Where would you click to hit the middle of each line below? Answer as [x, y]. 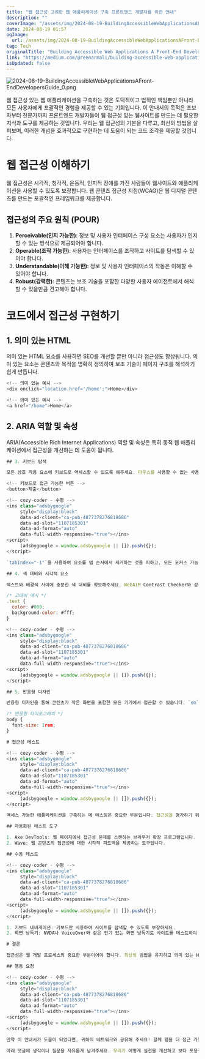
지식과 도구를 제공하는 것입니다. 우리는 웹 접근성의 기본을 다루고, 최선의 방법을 [99, 122]
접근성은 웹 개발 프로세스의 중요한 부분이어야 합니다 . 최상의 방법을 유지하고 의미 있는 [100, 956]
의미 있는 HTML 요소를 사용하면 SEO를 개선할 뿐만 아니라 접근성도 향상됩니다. [99, 356]
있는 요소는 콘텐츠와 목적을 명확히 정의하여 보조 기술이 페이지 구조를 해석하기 [104, 364]
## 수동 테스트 [22, 854]
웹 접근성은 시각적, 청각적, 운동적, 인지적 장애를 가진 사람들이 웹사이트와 [92, 183]
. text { [16, 601]
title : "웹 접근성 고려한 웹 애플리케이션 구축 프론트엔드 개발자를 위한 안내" [92, 12]
